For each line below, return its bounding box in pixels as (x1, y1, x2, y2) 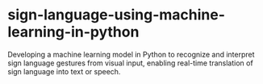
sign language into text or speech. (7, 66, 121, 76)
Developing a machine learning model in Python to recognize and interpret (7, 49, 255, 59)
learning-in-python (7, 23, 140, 41)
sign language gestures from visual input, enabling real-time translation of (7, 58, 253, 68)
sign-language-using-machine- (7, 6, 226, 24)
